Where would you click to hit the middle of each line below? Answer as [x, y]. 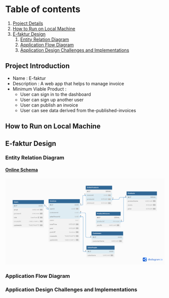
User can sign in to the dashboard [55, 94]
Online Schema [22, 170]
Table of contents [43, 9]
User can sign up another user [52, 100]
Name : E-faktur [29, 78]
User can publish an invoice [49, 105]
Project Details [28, 23]
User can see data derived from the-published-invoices [78, 110]
